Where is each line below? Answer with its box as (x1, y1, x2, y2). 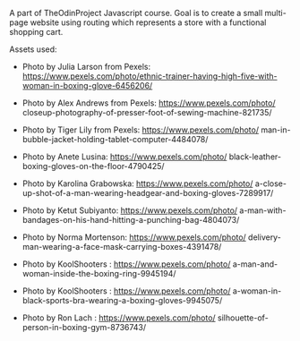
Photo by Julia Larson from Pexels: (21, 62, 151, 72)
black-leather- (228, 151, 282, 162)
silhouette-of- (218, 312, 269, 323)
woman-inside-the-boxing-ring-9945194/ (21, 269, 176, 278)
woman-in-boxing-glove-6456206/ (21, 81, 153, 90)
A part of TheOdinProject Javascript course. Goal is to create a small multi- (9, 8, 287, 18)
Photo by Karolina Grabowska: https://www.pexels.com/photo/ (21, 178, 253, 189)
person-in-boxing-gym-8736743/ (21, 322, 147, 332)
